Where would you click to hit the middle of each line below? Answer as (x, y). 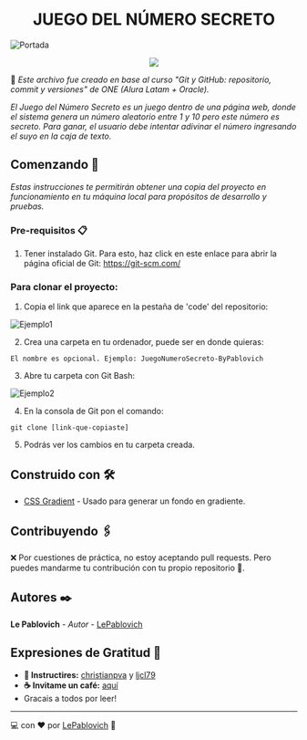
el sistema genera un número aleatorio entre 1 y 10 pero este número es (145, 116)
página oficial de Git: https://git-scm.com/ (102, 264)
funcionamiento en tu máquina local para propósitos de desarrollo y (138, 196)
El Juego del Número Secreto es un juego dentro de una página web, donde (153, 107)
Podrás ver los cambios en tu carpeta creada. (109, 445)
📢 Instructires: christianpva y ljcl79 (89, 674)
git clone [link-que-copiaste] (70, 428)
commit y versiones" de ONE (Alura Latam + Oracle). (110, 89)
